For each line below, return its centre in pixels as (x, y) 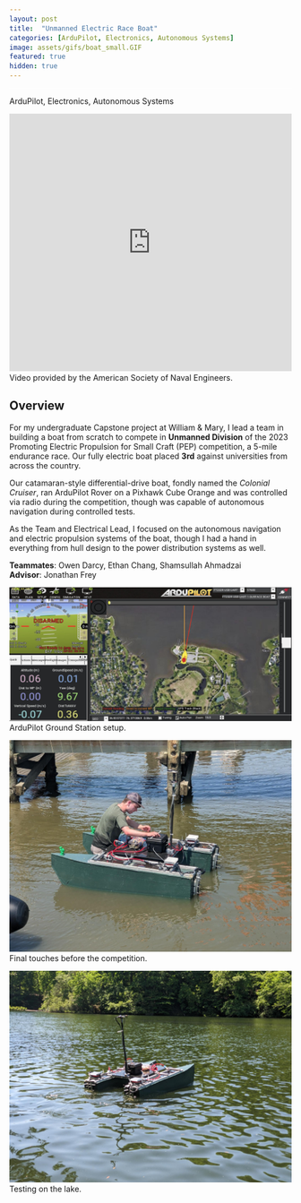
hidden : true (34, 66)
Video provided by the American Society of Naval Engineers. (121, 378)
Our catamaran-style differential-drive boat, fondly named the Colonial (140, 483)
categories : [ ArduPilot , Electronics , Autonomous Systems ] (122, 38)
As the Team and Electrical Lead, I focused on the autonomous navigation (146, 528)
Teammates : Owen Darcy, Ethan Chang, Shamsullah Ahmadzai (125, 565)
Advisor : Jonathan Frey (53, 574)
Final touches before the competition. (78, 958)
